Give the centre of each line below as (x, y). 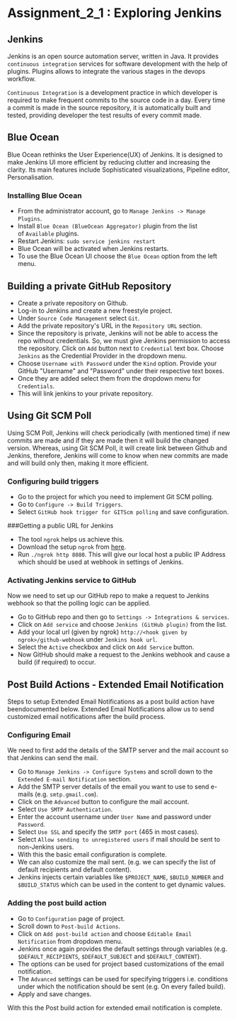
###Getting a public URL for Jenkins (60, 525)
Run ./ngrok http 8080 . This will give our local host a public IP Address (122, 555)
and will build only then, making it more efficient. (78, 463)
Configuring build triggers (53, 481)
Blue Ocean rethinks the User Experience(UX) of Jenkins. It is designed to (115, 155)
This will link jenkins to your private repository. (85, 393)
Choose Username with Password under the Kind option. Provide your (117, 363)
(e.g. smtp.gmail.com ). (67, 794)
